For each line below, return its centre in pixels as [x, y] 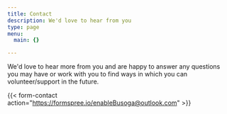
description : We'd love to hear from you [70, 21]
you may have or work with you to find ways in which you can [98, 74]
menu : [15, 34]
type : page [23, 27]
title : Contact [30, 14]
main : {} [27, 40]
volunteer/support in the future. [53, 81]
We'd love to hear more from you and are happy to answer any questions [114, 67]
